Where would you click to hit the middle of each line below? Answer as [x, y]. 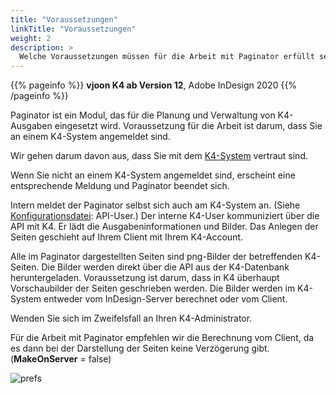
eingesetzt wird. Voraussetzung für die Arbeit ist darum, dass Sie [188, 126]
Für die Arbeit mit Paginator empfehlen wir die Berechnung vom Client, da [162, 338]
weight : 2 [31, 38]
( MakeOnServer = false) [61, 359]
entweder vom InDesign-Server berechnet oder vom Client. [165, 299]
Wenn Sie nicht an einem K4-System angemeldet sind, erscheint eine [153, 175]
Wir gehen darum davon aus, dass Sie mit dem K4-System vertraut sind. [159, 156]
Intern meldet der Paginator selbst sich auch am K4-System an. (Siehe [155, 205]
